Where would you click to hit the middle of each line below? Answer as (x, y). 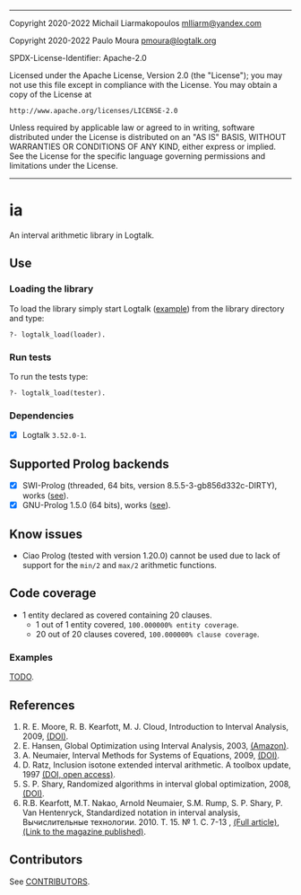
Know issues (46, 534)
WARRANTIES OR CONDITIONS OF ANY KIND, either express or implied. (142, 146)
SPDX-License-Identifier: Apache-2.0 (78, 58)
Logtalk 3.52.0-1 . (54, 435)
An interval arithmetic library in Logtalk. (82, 235)
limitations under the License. (64, 166)
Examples (31, 657)
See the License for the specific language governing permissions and (138, 156)
